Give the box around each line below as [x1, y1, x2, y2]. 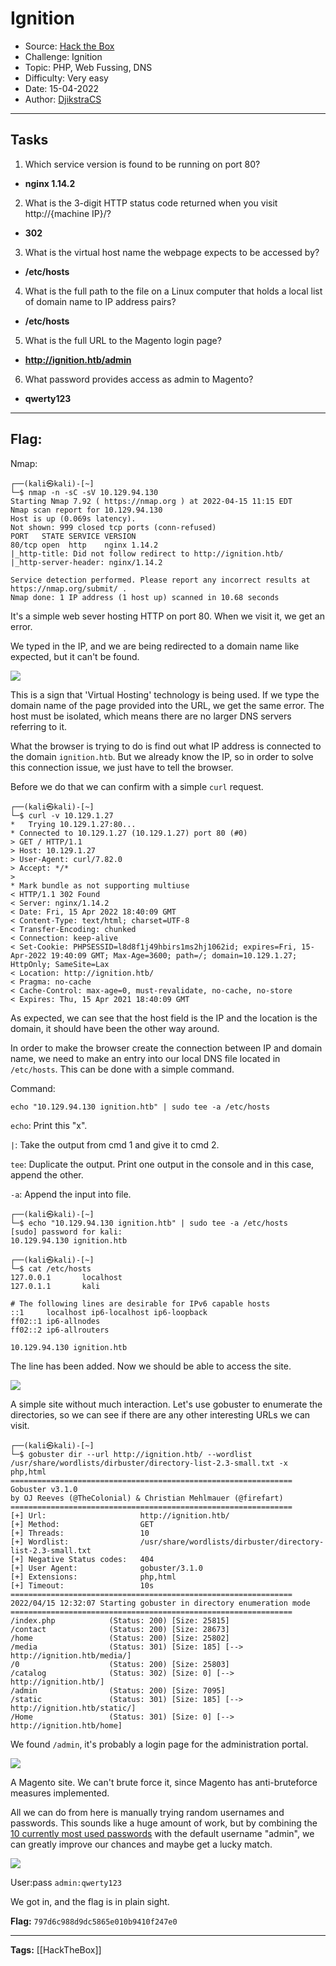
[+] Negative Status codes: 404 [10, 1554, 155, 1564]
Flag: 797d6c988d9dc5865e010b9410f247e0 [10, 1915, 178, 1927]
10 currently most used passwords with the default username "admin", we [10, 1827, 315, 1839]
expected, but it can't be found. [10, 650, 140, 662]
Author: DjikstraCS [24, 93, 102, 105]
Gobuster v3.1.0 [10, 1484, 78, 1494]
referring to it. [10, 720, 67, 732]
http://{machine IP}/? [24, 207, 112, 219]
